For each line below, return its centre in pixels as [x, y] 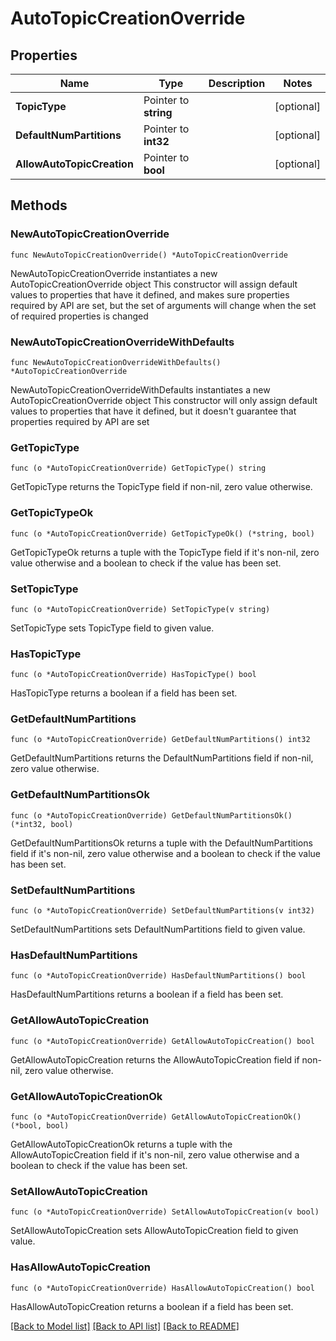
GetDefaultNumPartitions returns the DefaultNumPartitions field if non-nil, [162, 758]
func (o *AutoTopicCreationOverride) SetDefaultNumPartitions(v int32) [162, 911]
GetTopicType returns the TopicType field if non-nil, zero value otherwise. [161, 487]
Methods [39, 205]
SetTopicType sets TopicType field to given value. [112, 628]
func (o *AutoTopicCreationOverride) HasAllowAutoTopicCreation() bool [162, 1288]
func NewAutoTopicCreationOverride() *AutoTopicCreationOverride [149, 255]
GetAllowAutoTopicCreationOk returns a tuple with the [121, 1144]
